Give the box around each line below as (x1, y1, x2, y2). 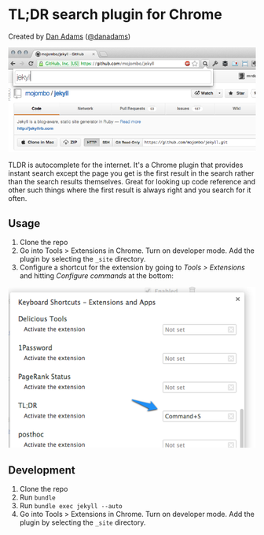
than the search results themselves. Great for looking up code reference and (8, 177, 256, 187)
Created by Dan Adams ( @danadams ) (8, 32, 131, 41)
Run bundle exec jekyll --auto (19, 501, 123, 511)
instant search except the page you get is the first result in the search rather (8, 169, 255, 178)
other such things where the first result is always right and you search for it (8, 185, 251, 195)
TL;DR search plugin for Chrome (8, 6, 222, 24)
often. (8, 194, 27, 203)
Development (8, 463, 76, 477)
